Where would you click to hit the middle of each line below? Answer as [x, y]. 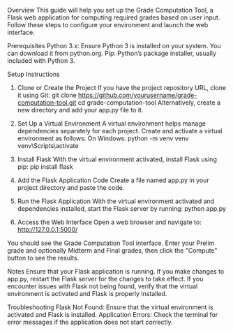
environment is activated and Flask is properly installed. [87, 294]
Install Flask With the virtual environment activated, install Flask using [117, 159]
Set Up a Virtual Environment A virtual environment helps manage [111, 124]
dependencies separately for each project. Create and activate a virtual [120, 131]
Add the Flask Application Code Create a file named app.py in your [113, 180]
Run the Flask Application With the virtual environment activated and [116, 201]
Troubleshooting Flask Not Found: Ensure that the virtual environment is [111, 307]
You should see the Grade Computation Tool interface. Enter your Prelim [111, 243]
